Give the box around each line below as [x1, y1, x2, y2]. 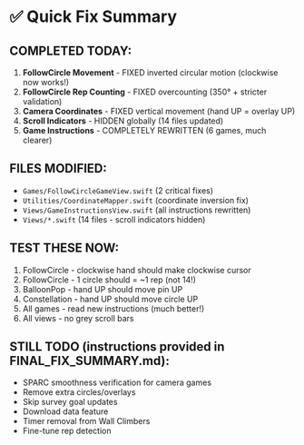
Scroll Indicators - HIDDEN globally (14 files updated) [22, 115, 224, 126]
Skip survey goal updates [22, 397, 118, 408]
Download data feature [22, 406, 109, 417]
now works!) [22, 77, 70, 87]
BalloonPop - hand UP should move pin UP [22, 283, 183, 294]
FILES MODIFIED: [9, 161, 107, 176]
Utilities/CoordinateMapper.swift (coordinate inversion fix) [22, 194, 250, 205]
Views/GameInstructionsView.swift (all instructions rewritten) [22, 204, 251, 215]
